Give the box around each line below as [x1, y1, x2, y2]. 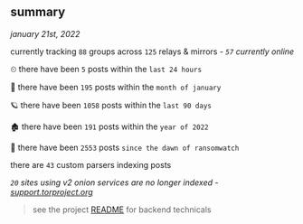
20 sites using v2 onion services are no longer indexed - [10, 177, 219, 188]
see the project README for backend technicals [32, 204, 212, 215]
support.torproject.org [10, 186, 93, 197]
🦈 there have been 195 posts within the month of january [10, 81, 222, 92]
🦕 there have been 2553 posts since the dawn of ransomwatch [10, 142, 240, 153]
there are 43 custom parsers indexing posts [10, 159, 172, 170]
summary [10, 5, 66, 20]
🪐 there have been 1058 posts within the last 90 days [10, 99, 212, 110]
